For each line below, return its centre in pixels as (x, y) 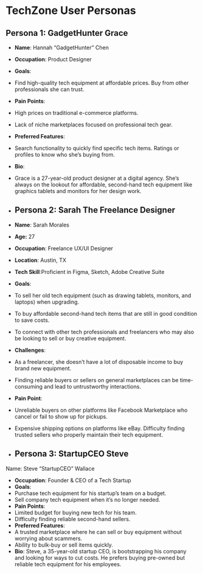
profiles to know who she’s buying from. (64, 155)
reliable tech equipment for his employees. (68, 564)
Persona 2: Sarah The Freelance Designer (95, 210)
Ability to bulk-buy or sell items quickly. (64, 545)
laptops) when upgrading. (47, 302)
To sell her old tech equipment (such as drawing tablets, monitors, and (103, 295)
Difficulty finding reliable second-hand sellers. (72, 519)
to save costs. (32, 320)
